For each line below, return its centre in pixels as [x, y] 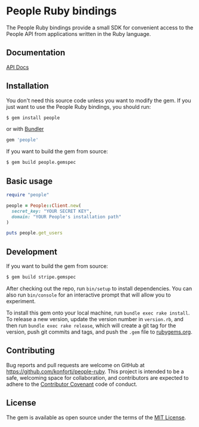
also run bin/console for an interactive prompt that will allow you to [89, 295]
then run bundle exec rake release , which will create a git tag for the [91, 325]
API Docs [18, 67]
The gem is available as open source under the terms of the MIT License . [96, 417]
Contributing [30, 351]
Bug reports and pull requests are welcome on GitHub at [76, 365]
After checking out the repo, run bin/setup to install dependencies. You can [99, 288]
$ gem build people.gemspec [41, 163]
